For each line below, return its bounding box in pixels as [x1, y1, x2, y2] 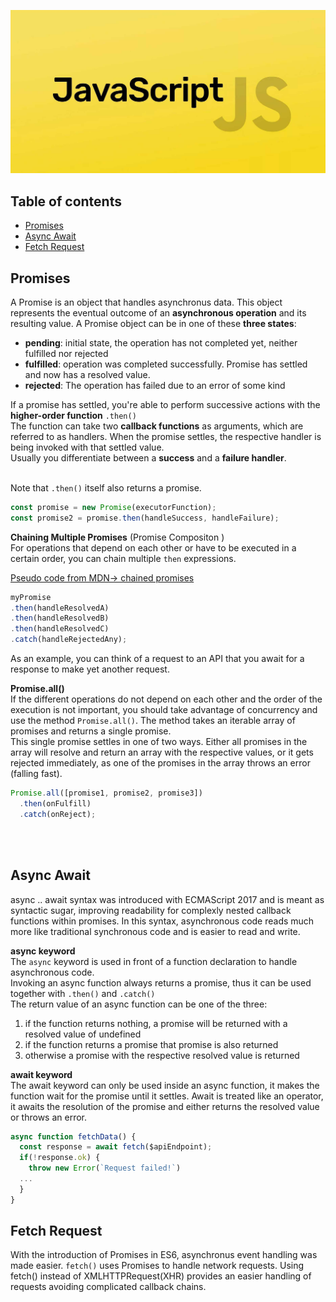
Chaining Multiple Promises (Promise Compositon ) [10, 531, 225, 543]
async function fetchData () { [10, 1131, 137, 1142]
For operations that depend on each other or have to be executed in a [10, 541, 297, 554]
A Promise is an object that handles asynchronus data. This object [10, 296, 283, 308]
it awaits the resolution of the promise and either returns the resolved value [10, 1100, 320, 1112]
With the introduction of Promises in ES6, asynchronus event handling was [10, 1249, 318, 1261]
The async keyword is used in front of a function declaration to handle [10, 955, 298, 967]
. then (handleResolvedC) [10, 624, 110, 634]
